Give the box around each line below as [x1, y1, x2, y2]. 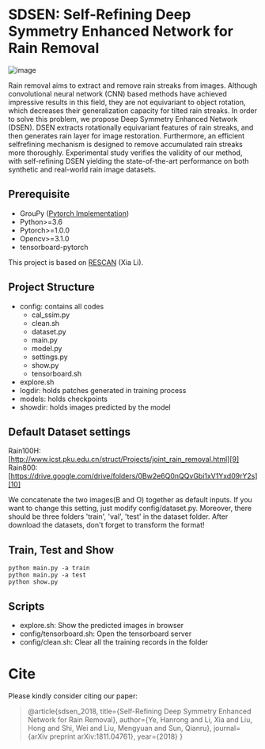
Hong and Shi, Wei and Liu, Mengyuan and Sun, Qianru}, [27, 723, 212, 732]
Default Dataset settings [8, 425, 131, 438]
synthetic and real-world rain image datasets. [8, 165, 157, 174]
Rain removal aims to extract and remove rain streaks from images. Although [8, 81, 258, 90]
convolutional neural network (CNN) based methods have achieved [8, 89, 228, 98]
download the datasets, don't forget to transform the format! [8, 520, 205, 530]
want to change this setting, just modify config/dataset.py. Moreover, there [8, 504, 252, 513]
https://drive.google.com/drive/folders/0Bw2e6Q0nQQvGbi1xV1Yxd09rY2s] [10, 471, 258, 481]
